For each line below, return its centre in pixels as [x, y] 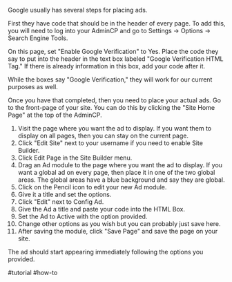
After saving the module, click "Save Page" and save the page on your [118, 231]
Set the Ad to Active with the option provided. [83, 216]
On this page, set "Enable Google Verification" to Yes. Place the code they [113, 51]
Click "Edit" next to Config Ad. [61, 202]
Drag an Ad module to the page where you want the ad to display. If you [120, 165]
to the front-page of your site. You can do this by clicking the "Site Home [112, 107]
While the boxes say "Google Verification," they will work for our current [110, 79]
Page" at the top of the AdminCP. [55, 115]
